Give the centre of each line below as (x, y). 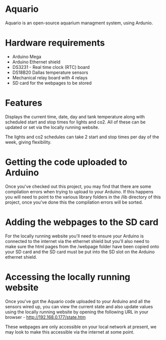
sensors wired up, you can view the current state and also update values (79, 306)
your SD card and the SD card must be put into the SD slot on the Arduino (80, 252)
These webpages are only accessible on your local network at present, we (81, 327)
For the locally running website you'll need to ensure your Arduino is (75, 236)
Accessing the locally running (68, 277)
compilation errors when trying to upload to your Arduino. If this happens (79, 191)
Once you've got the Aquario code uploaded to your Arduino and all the (78, 301)
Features (24, 103)
